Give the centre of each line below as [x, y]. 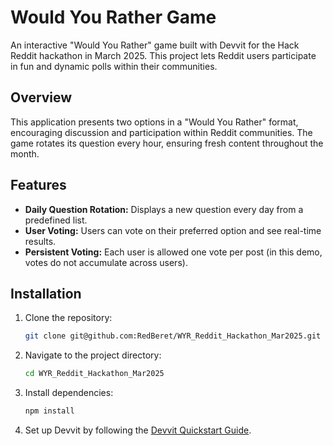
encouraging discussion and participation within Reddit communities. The [161, 132]
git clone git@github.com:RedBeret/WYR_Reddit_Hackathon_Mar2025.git [173, 336]
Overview [41, 97]
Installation [46, 293]
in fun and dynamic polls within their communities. [114, 66]
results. [40, 241]
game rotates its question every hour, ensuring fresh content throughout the [167, 143]
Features [38, 185]
